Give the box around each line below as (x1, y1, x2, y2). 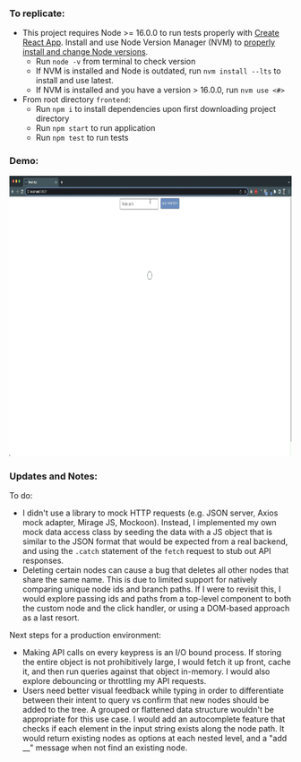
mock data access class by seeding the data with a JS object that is (21, 526, 273, 537)
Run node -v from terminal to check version (35, 56, 196, 67)
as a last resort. (21, 612, 81, 623)
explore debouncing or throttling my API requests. (21, 675, 207, 686)
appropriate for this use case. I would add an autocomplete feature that (21, 714, 286, 724)
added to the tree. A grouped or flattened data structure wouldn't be (21, 704, 275, 714)
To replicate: (9, 7, 65, 20)
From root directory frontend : (21, 94, 132, 105)
